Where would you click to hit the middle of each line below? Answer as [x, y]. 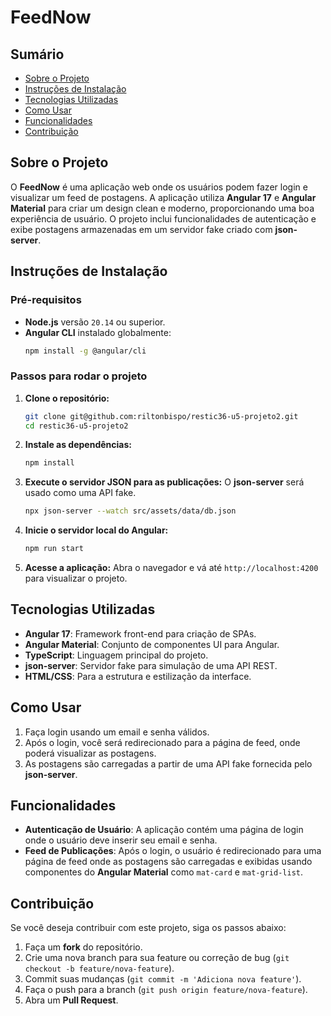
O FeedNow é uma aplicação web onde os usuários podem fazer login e [159, 187]
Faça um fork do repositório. [83, 947]
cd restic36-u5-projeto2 [76, 426]
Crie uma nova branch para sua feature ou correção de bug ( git [157, 958]
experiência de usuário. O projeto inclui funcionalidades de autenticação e [163, 218]
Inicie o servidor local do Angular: [96, 530]
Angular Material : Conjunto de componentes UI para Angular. [152, 644]
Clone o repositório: [67, 398]
